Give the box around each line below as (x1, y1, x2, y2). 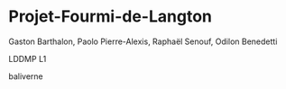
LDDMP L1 (8, 53, 47, 64)
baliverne (8, 70, 44, 82)
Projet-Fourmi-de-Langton (8, 6, 213, 27)
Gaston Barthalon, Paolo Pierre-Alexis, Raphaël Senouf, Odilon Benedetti (8, 36, 278, 47)
